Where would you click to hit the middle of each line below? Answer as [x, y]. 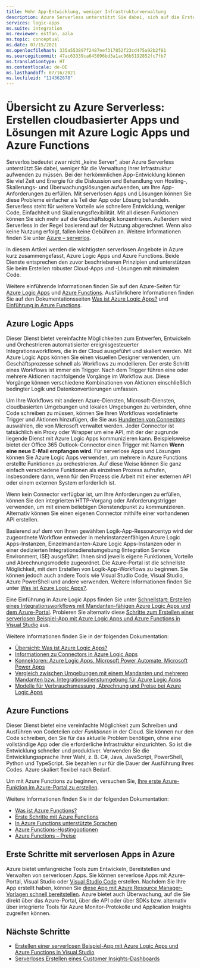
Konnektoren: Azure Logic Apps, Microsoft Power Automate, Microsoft [101, 660]
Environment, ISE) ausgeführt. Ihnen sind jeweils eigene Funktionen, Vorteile [100, 556]
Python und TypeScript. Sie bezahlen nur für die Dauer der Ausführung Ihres [100, 763]
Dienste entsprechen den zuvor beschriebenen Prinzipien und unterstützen [99, 262]
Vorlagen [17, 894]
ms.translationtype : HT [36, 61]
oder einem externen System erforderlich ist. [61, 482]
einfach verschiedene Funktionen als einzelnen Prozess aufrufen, [86, 470]
